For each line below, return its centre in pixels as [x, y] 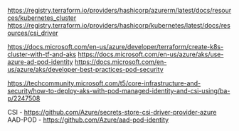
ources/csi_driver [33, 33]
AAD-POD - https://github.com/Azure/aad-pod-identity [88, 120]
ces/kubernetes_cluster [42, 18]
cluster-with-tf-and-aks [42, 54]
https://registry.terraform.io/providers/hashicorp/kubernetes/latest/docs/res [119, 25]
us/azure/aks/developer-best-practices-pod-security [85, 69]
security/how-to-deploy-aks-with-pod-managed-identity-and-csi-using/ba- [119, 91]
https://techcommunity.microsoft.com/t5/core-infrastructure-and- [104, 83]
